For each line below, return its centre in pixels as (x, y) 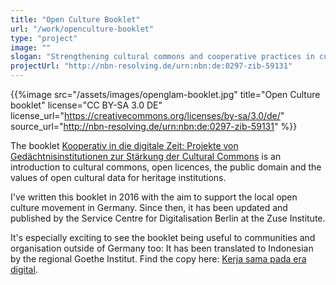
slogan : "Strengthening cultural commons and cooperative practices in (162, 57)
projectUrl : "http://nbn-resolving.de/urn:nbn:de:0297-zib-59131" (151, 66)
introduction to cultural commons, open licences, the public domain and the (166, 167)
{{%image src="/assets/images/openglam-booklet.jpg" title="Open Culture (165, 94)
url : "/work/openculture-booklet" (82, 29)
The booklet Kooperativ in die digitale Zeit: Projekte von (124, 145)
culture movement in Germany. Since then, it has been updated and (149, 207)
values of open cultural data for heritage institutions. (118, 177)
